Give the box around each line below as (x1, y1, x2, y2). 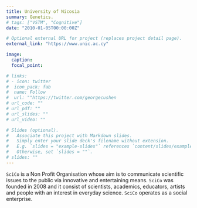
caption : (11, 57, 33, 63)
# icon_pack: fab (6, 84, 51, 90)
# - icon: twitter (6, 79, 51, 84)
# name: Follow (6, 89, 46, 96)
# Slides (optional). (6, 127, 59, 133)
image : (6, 52, 22, 57)
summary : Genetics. (6, 14, 54, 20)
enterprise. (6, 195, 33, 202)
